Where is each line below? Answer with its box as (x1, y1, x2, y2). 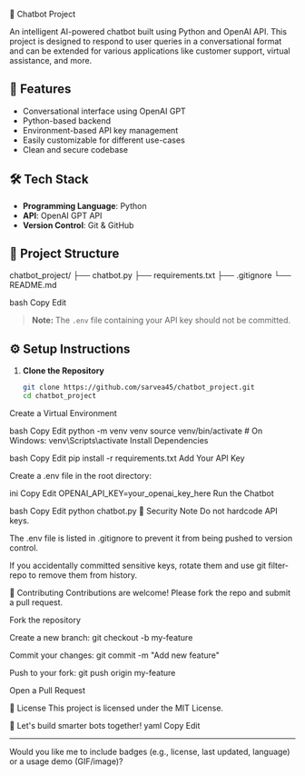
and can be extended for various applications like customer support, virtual (9, 45, 290, 56)
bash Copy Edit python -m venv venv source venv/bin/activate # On (9, 425, 263, 436)
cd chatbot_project (22, 392, 97, 401)
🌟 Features (9, 82, 72, 97)
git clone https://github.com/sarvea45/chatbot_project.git (22, 383, 255, 393)
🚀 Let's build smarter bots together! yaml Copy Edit (9, 721, 201, 731)
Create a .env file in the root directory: (9, 471, 152, 481)
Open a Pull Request (9, 685, 86, 695)
